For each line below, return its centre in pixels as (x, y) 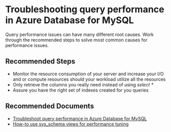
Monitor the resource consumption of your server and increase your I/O (88, 74)
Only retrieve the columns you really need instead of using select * (83, 84)
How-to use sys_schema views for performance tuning (71, 124)
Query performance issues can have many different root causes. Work (80, 34)
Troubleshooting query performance (85, 9)
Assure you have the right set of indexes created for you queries (81, 90)
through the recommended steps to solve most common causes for (76, 40)
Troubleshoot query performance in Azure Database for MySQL (80, 118)
